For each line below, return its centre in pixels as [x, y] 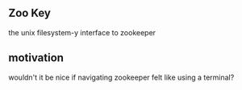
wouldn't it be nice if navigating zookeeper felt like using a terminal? [121, 77]
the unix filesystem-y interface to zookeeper [82, 32]
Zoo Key [29, 13]
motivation [36, 58]
